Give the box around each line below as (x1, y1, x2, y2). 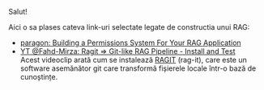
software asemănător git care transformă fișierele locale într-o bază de (19, 63, 257, 73)
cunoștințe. (19, 72, 58, 81)
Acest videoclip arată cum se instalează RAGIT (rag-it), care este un (19, 55, 247, 64)
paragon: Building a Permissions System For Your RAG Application (19, 38, 241, 47)
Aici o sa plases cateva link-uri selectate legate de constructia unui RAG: (8, 22, 250, 31)
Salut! (8, 7, 28, 16)
